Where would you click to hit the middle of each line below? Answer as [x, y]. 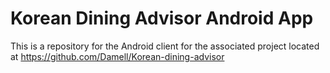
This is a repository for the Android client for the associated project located [165, 46]
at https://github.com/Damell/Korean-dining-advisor [117, 56]
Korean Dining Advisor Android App [162, 18]
